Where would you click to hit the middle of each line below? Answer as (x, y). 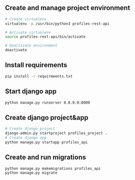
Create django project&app (47, 117)
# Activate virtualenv (28, 32)
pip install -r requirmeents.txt (39, 76)
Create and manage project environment (67, 8)
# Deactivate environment (31, 45)
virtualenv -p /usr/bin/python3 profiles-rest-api (57, 24)
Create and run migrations (46, 157)
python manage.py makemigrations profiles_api (53, 168)
